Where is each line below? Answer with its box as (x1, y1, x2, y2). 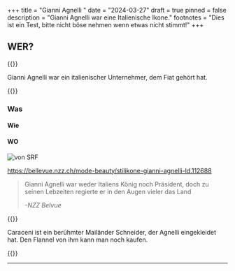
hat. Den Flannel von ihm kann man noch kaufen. (7, 235, 148, 244)
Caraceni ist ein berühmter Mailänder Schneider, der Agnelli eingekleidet (7, 228, 217, 236)
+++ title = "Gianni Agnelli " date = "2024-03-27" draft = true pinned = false (7, 6, 227, 14)
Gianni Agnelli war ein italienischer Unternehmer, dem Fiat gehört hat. (7, 73, 208, 81)
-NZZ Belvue (24, 200, 62, 209)
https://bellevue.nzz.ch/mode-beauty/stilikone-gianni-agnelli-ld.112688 (7, 166, 212, 175)
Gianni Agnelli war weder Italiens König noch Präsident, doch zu (24, 180, 209, 188)
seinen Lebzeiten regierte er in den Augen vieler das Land (24, 187, 192, 196)
